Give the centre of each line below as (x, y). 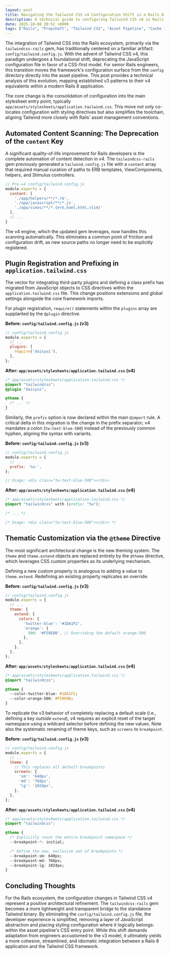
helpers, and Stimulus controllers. (40, 175)
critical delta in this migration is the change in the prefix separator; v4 (78, 423)
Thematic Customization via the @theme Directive (83, 538)
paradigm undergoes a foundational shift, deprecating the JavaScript (77, 59)
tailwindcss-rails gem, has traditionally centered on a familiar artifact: (80, 49)
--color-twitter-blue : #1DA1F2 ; (44, 694)
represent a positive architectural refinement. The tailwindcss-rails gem (82, 903)
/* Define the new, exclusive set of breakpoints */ (67, 851)
